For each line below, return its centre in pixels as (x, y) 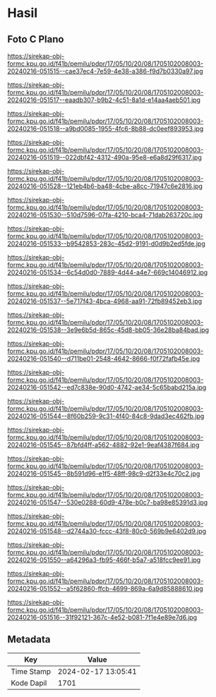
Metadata (29, 639)
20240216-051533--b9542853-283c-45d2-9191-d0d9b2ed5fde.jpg (107, 243)
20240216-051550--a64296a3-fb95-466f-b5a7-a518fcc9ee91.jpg (104, 560)
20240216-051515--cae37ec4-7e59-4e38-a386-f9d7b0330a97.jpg (105, 71)
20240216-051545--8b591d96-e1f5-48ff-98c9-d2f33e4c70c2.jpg (104, 473)
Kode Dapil (29, 683)
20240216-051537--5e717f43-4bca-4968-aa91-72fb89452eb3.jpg (105, 301)
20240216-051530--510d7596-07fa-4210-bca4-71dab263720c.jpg (105, 215)
